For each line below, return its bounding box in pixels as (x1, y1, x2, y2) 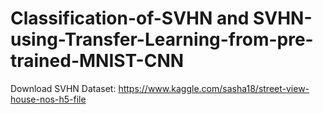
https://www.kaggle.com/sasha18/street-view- (118, 82, 310, 94)
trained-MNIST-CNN (10, 50, 185, 72)
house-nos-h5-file (10, 93, 87, 105)
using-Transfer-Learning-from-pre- (10, 28, 314, 51)
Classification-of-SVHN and (10, 7, 250, 30)
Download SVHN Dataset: (10, 82, 117, 94)
